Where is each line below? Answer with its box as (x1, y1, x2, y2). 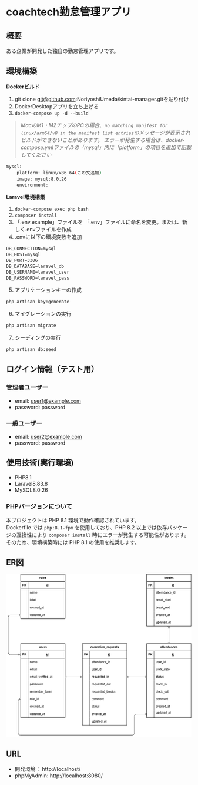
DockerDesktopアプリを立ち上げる (14, 102, 99, 110)
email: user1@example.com (14, 397, 81, 404)
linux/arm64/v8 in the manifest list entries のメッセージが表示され (20, 129, 191, 136)
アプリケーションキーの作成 (14, 286, 82, 293)
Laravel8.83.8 (14, 480, 48, 487)
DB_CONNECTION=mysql (6, 246, 57, 252)
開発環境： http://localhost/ (14, 765, 81, 772)
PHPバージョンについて (6, 502, 72, 510)
